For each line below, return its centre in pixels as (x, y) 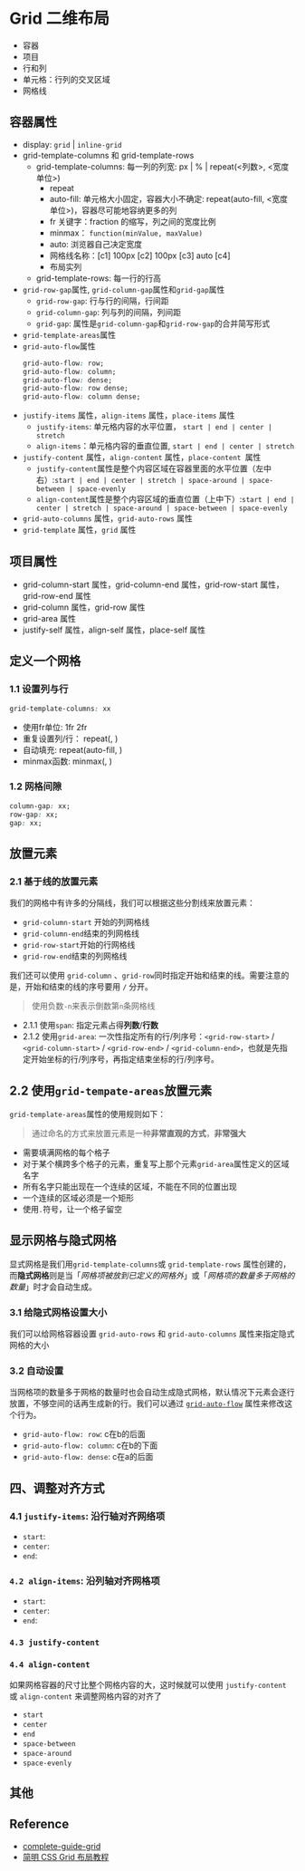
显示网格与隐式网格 (63, 1241)
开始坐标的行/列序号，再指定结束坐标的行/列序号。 (124, 1059)
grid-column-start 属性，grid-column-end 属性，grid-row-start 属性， (153, 584)
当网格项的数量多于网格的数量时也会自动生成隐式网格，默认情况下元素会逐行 (152, 1393)
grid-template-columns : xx (60, 709)
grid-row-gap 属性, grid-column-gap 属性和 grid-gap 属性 (124, 289)
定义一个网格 (45, 661)
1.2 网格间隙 (36, 786)
